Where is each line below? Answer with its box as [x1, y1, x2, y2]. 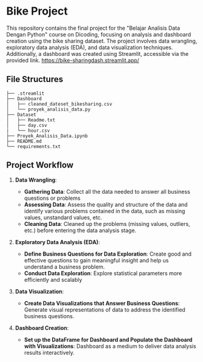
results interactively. [24, 349, 75, 356]
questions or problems [24, 194, 81, 202]
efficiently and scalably [24, 276, 82, 283]
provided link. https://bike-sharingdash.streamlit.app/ [6, 56, 139, 64]
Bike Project [6, 4, 68, 18]
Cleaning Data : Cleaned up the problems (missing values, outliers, [24, 220, 190, 227]
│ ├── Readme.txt [6, 117, 56, 123]
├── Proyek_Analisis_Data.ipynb [6, 132, 88, 139]
